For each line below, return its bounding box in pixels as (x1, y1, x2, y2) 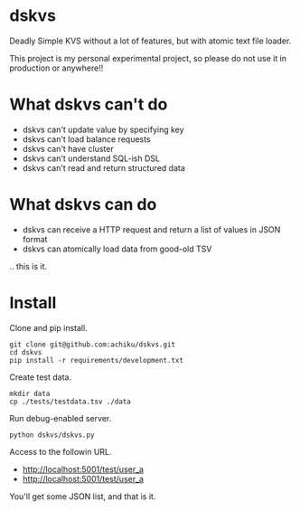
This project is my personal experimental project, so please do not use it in (9, 52, 287, 63)
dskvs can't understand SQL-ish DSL (22, 153, 161, 164)
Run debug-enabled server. (9, 412, 112, 423)
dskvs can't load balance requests (22, 133, 151, 145)
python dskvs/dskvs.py (9, 431, 95, 440)
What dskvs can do (9, 194, 157, 215)
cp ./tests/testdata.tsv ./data (9, 397, 131, 406)
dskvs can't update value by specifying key (22, 124, 184, 135)
